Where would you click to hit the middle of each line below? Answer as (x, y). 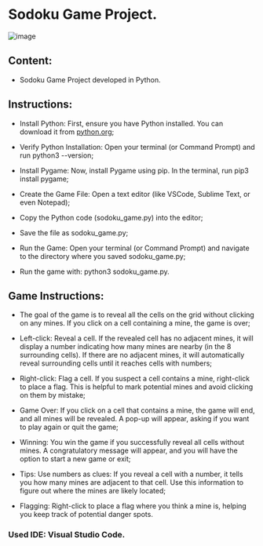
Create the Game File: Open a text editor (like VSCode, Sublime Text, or (135, 194)
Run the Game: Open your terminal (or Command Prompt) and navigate (134, 248)
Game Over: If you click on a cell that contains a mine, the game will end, (137, 410)
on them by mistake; (53, 395)
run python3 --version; (57, 155)
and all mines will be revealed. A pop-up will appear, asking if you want (134, 419)
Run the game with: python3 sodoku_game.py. (95, 271)
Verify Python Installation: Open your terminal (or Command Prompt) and (137, 147)
